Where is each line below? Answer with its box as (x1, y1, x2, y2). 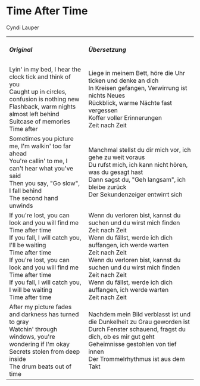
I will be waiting (9, 286, 52, 294)
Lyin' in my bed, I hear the (9, 66, 82, 74)
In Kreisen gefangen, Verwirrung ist (88, 84, 187, 92)
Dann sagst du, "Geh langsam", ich (88, 176, 186, 184)
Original (9, 46, 33, 54)
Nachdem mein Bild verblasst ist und (88, 310, 191, 319)
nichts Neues (88, 91, 126, 99)
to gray (9, 317, 29, 326)
